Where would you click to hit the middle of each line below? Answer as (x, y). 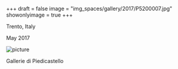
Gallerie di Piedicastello (35, 61)
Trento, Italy (21, 26)
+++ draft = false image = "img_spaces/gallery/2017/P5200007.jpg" (89, 9)
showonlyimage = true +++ (40, 15)
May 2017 (18, 38)
